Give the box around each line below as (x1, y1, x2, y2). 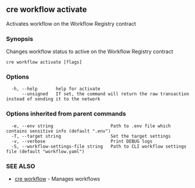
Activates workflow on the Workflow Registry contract (6, 20, 136, 27)
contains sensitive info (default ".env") (6, 128, 111, 134)
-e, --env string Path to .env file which (11, 123, 171, 129)
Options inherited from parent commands (6, 110, 127, 118)
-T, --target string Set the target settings (11, 133, 171, 139)
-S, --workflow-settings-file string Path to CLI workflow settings (11, 143, 187, 149)
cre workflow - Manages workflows (14, 175, 100, 182)
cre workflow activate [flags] (6, 60, 82, 65)
